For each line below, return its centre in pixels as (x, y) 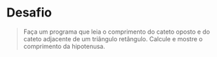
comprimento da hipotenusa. (64, 46)
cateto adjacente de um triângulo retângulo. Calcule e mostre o (113, 38)
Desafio (29, 13)
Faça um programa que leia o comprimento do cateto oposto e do (117, 32)
